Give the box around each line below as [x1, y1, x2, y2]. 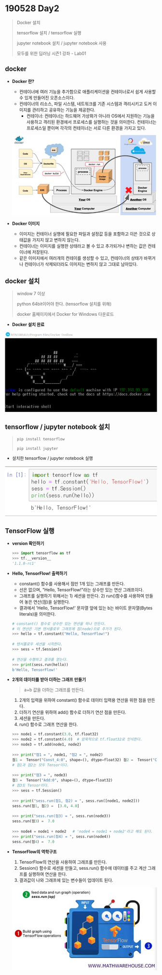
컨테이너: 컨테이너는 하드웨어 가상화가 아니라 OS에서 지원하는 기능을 [26, 113, 155, 119]
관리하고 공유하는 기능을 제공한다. [32, 107, 95, 113]
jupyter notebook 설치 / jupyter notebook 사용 [16, 40, 107, 46]
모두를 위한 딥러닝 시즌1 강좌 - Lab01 [16, 50, 86, 56]
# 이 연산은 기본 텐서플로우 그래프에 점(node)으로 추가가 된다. [12, 626, 123, 631]
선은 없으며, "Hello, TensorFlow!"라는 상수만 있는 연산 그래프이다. [19, 586, 144, 592]
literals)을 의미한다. [19, 611, 56, 617]
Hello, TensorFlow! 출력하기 [12, 570, 67, 576]
